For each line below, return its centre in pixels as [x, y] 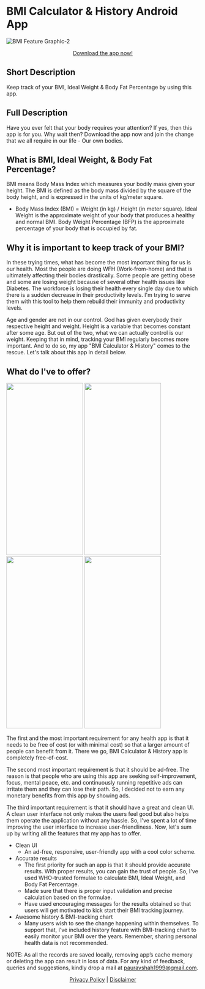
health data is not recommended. [66, 943]
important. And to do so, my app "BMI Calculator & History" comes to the [98, 346]
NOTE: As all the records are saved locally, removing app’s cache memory [99, 955]
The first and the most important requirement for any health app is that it [98, 738]
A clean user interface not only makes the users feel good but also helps [98, 814]
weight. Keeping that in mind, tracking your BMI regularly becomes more [98, 339]
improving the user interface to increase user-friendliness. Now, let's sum [99, 827]
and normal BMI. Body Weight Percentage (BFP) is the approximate [100, 222]
